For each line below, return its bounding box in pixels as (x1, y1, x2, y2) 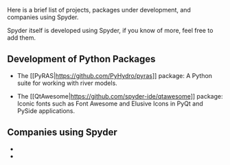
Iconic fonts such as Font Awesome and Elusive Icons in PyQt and (16, 99, 204, 107)
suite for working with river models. (16, 79, 118, 87)
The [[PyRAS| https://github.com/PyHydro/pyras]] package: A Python (16, 71, 213, 79)
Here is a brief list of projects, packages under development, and (7, 6, 191, 14)
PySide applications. (16, 106, 76, 115)
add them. (7, 34, 36, 42)
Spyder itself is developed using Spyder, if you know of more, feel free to (7, 27, 214, 34)
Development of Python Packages (7, 53, 156, 65)
